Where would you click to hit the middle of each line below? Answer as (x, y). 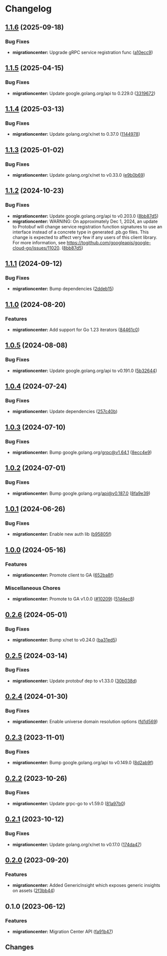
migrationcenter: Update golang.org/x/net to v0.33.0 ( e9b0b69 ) (79, 175)
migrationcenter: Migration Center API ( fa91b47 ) (63, 931)
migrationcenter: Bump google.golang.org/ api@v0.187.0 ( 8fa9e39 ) (81, 493)
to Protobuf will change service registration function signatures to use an (87, 226)
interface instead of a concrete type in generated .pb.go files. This (81, 232)
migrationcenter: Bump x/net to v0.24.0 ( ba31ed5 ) (65, 640)
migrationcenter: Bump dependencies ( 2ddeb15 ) (63, 289)
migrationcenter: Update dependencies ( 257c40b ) (65, 412)
